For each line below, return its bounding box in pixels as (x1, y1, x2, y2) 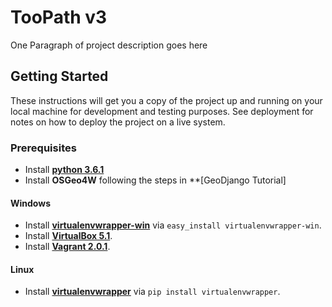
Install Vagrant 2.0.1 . (24, 241, 111, 253)
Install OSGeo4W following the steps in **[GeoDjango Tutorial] (24, 174, 287, 186)
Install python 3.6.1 (24, 164, 105, 176)
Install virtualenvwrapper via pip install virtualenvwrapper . (24, 286, 281, 298)
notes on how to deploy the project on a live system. (10, 116, 226, 128)
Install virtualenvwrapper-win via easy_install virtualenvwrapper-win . (24, 219, 322, 231)
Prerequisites (10, 141, 77, 155)
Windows (10, 197, 51, 209)
